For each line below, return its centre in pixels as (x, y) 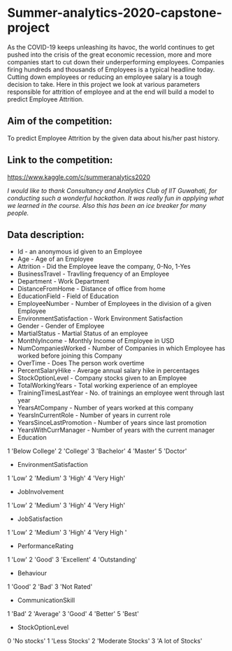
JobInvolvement (41, 492)
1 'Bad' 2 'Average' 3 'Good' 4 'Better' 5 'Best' (73, 614)
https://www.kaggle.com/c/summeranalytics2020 (79, 177)
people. (18, 213)
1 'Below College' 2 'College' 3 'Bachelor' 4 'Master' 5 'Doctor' (97, 451)
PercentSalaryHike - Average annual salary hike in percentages (108, 371)
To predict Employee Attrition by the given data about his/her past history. (114, 138)
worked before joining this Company (70, 356)
